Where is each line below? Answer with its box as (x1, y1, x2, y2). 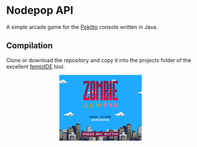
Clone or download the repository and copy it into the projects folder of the (6, 56, 192, 63)
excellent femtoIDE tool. (6, 63, 65, 70)
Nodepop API (6, 4, 74, 17)
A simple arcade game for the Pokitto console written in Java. (6, 23, 158, 30)
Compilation (6, 41, 53, 51)
